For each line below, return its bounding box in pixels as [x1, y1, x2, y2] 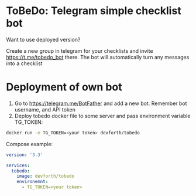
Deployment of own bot [6, 80, 122, 94]
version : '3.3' [6, 151, 43, 158]
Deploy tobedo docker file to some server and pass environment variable [14, 112, 191, 119]
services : [6, 163, 30, 168]
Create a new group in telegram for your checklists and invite [6, 47, 153, 54]
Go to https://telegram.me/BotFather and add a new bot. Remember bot [14, 100, 187, 107]
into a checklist [6, 60, 43, 67]
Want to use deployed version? [6, 36, 81, 43]
